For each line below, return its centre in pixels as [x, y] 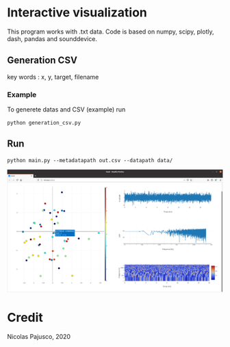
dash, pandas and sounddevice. [52, 38]
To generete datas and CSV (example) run [66, 110]
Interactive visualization [77, 13]
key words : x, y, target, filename [53, 77]
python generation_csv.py [44, 123]
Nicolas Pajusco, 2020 [39, 336]
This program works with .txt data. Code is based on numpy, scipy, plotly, [111, 31]
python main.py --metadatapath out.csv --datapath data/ [90, 160]
